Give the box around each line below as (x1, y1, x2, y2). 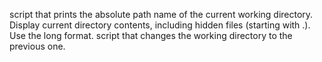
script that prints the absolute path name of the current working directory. (9, 9, 314, 20)
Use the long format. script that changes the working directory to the (9, 30, 293, 41)
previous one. (9, 40, 66, 52)
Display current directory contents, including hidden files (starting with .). (9, 19, 311, 31)
